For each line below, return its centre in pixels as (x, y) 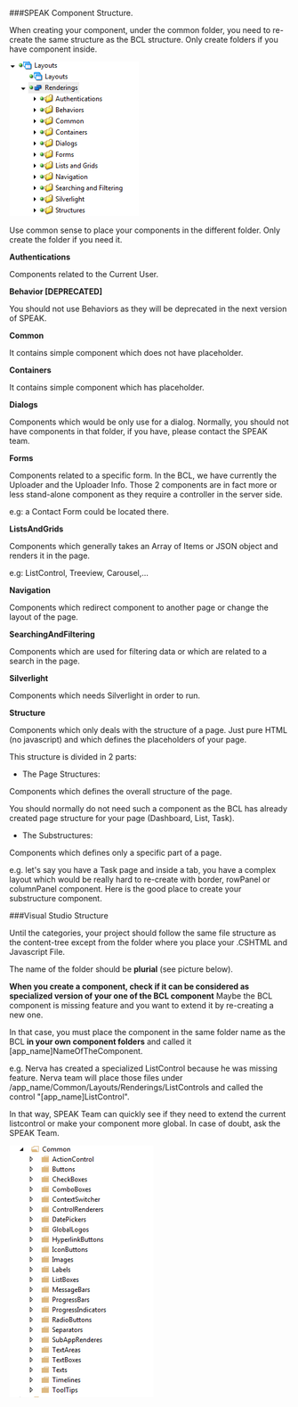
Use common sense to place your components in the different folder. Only (145, 230)
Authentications (40, 257)
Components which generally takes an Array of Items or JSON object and (144, 546)
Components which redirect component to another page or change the (139, 607)
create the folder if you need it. (66, 239)
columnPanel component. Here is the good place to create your (125, 889)
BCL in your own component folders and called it (101, 1041)
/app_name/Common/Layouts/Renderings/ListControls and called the (137, 1087)
